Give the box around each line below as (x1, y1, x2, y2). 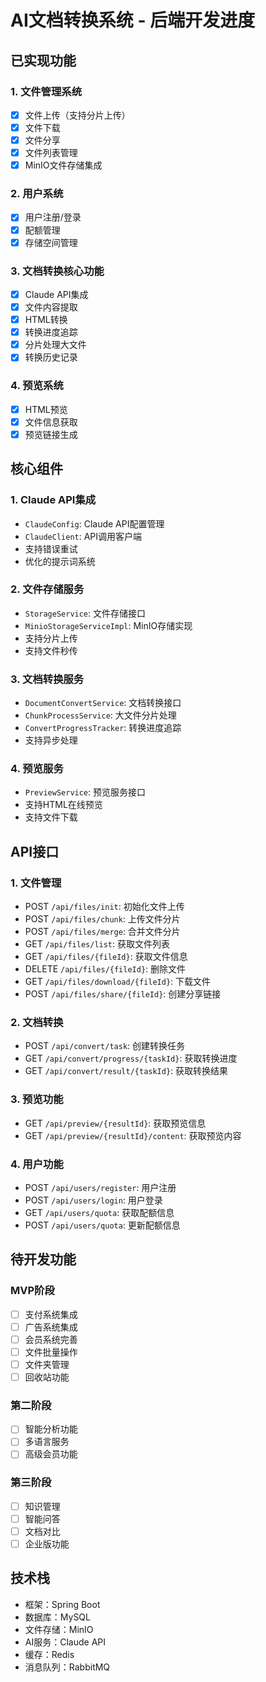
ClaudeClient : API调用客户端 (24, 530, 143, 542)
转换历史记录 (24, 351, 78, 363)
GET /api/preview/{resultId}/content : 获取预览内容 (24, 1129, 242, 1141)
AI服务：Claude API (24, 1636, 107, 1648)
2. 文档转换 (10, 1016, 64, 1030)
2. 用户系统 (10, 187, 64, 201)
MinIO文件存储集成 (24, 159, 103, 171)
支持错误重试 (24, 542, 78, 555)
